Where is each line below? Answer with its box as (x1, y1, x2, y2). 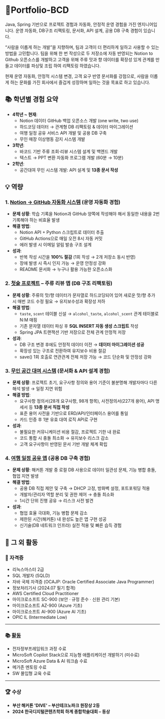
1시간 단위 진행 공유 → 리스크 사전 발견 (19, 498, 94, 504)
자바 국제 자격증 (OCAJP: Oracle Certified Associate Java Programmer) (12, 579, 155, 585)
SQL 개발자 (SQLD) (12, 572, 50, 579)
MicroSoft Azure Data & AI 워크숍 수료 (12, 658, 87, 664)
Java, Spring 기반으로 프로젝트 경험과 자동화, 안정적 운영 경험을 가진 (5, 21, 137, 27)
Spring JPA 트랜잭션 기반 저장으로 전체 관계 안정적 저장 (19, 329, 126, 335)
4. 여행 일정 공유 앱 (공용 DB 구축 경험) (5, 454, 91, 461)
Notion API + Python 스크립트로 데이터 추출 (19, 229, 104, 235)
